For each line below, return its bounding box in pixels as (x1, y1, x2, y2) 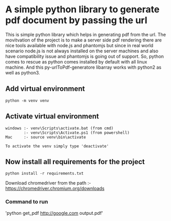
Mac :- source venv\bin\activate (5, 134, 86, 139)
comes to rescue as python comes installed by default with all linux (5, 58, 147, 65)
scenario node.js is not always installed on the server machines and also (5, 48, 159, 54)
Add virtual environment (5, 85, 85, 93)
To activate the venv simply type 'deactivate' (5, 144, 109, 149)
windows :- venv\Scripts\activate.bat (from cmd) (5, 126, 114, 131)
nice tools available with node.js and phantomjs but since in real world (5, 42, 154, 48)
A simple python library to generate (5, 4, 160, 15)
